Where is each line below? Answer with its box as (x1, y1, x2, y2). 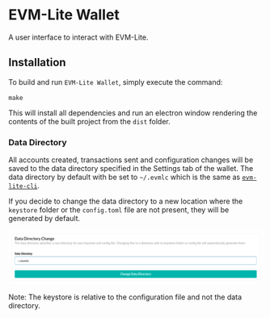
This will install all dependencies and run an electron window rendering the (8, 107, 258, 118)
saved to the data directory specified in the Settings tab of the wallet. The (8, 164, 254, 174)
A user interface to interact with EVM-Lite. (8, 32, 149, 42)
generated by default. (8, 214, 81, 224)
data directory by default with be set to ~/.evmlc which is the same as (8, 172, 241, 182)
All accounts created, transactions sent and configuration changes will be (8, 155, 254, 165)
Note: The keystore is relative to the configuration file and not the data (8, 292, 243, 302)
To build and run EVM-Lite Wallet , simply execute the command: (8, 77, 223, 86)
